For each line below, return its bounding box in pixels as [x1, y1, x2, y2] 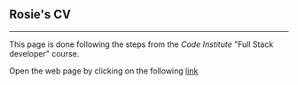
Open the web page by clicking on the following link [9, 66, 199, 76]
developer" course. [9, 48, 80, 58]
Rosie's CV [9, 7, 71, 22]
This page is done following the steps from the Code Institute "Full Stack [9, 39, 274, 50]
